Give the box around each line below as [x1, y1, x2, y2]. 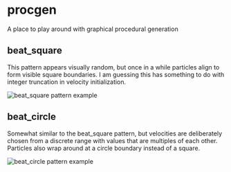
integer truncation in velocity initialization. [7, 78, 127, 86]
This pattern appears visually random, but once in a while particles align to [7, 63, 220, 71]
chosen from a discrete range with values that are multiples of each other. [7, 136, 218, 144]
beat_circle [7, 111, 57, 122]
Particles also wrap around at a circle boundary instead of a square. [7, 144, 201, 152]
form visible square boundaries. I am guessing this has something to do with [7, 70, 225, 78]
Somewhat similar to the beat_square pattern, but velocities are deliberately [7, 129, 223, 138]
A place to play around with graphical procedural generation [7, 25, 178, 33]
